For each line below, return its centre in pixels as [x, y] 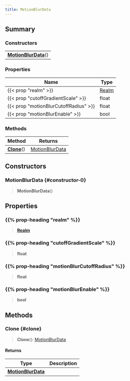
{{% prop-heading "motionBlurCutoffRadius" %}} [65, 266]
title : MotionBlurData [28, 9]
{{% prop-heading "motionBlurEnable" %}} [57, 289]
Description [63, 364]
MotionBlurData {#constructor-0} [46, 180]
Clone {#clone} [24, 329]
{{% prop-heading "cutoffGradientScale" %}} [60, 243]
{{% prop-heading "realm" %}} [43, 220]
